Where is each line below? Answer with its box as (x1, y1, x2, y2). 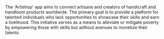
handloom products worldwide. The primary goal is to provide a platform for (5, 9, 159, 15)
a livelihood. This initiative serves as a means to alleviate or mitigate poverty (5, 19, 159, 25)
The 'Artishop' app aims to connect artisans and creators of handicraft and (5, 4, 156, 10)
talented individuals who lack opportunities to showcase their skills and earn (5, 14, 160, 20)
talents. (5, 30, 21, 35)
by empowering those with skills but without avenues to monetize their (5, 25, 148, 30)
